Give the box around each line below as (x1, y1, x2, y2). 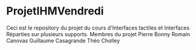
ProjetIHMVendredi (6, 4, 104, 18)
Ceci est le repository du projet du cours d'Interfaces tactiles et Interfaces (6, 24, 190, 31)
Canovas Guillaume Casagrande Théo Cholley (6, 37, 120, 44)
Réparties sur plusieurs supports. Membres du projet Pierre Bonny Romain (6, 30, 191, 37)
